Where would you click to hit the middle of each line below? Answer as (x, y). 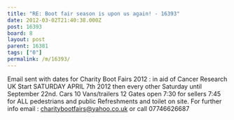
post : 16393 (25, 27)
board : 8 (20, 33)
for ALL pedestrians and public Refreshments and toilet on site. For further (115, 101)
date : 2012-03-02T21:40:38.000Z (54, 20)
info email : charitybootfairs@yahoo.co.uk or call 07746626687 (98, 108)
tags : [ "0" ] (25, 53)
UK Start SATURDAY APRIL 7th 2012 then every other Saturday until (104, 86)
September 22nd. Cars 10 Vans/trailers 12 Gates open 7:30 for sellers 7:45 (114, 93)
